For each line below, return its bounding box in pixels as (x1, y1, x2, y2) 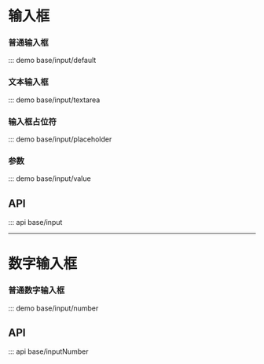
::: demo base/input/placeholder (8, 134, 112, 144)
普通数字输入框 (8, 285, 65, 296)
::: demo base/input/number (8, 303, 99, 313)
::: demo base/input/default (8, 56, 97, 65)
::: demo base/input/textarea (8, 95, 101, 105)
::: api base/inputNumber (8, 347, 89, 356)
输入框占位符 (8, 116, 57, 127)
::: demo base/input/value (8, 174, 92, 183)
